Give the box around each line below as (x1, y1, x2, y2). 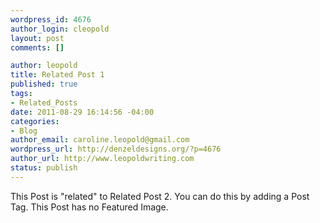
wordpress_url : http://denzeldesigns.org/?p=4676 (10, 144, 222, 155)
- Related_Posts (10, 97, 78, 108)
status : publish (10, 163, 78, 173)
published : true (10, 79, 78, 90)
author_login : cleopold (10, 24, 110, 34)
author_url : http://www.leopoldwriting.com (10, 154, 195, 164)
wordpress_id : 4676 (10, 14, 92, 25)
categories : (10, 116, 60, 126)
